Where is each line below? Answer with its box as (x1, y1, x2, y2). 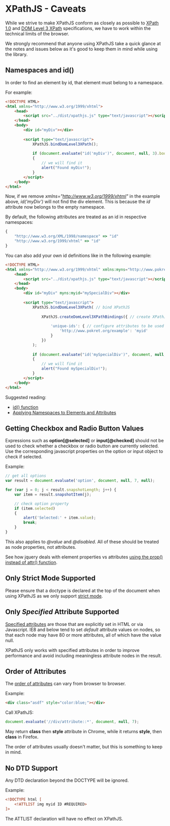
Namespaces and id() (5, 66, 74, 75)
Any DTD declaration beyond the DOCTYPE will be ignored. (5, 777, 129, 783)
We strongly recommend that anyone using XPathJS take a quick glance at (5, 40, 161, 46)
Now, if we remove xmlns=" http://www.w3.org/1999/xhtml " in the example (5, 193, 160, 200)
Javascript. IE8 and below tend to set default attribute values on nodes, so (5, 626, 160, 633)
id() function (12, 404, 39, 410)
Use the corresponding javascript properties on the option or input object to (5, 448, 163, 454)
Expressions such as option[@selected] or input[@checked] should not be (5, 438, 164, 444)
